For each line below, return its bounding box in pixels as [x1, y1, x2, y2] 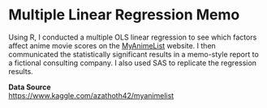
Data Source [8, 82, 51, 92]
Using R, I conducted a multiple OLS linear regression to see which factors [8, 32, 257, 42]
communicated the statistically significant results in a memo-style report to [8, 49, 260, 59]
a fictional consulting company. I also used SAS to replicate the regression [8, 58, 257, 68]
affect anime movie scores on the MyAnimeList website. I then [8, 40, 217, 50]
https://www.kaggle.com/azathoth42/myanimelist [8, 90, 174, 100]
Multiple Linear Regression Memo [8, 6, 240, 24]
